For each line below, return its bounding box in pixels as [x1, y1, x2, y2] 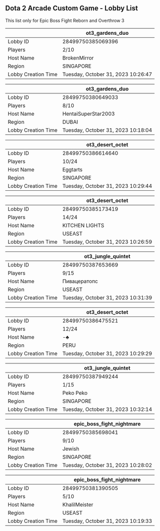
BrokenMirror [62, 54, 94, 61]
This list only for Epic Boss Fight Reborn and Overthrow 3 [5, 17, 125, 23]
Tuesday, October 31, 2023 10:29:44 [62, 182, 152, 189]
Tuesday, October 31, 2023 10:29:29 [62, 350, 152, 357]
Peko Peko [62, 389, 88, 396]
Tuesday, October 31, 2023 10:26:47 [62, 71, 152, 78]
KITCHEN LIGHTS [62, 222, 104, 229]
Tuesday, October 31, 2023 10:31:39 [62, 294, 152, 301]
